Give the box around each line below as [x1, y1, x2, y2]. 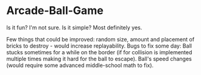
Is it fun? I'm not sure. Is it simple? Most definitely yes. [6, 24, 143, 31]
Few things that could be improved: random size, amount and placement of [6, 35, 195, 43]
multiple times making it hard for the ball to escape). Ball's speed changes [6, 55, 192, 62]
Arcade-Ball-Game [6, 4, 104, 18]
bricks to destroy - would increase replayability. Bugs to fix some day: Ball [6, 42, 192, 49]
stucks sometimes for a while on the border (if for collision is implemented [6, 48, 192, 55]
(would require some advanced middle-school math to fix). [6, 62, 154, 69]
